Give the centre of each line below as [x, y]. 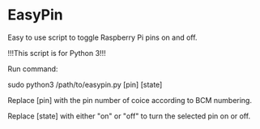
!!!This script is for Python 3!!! [57, 53]
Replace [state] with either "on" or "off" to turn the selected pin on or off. [129, 116]
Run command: [33, 69]
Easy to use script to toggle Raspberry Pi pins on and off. [102, 37]
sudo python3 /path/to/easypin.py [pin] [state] [85, 84]
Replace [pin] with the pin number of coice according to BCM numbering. [130, 100]
